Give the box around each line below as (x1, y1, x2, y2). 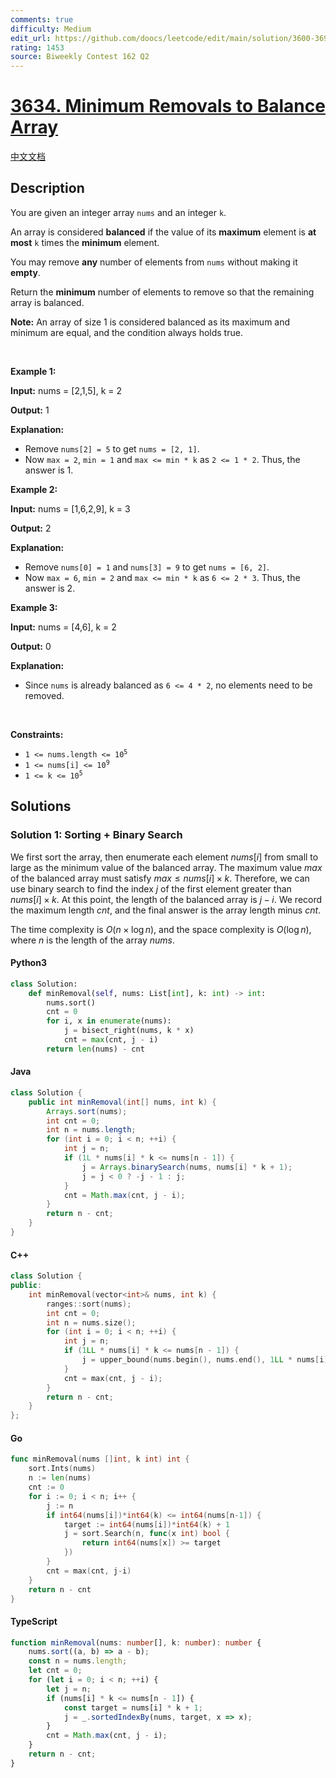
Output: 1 (10, 404, 50, 416)
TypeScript (10, 1615, 58, 1627)
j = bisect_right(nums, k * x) (63, 1026, 195, 1036)
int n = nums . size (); (46, 1317, 137, 1328)
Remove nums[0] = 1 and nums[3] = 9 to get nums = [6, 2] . (24, 561, 270, 573)
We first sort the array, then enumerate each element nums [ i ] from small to (10, 851, 319, 863)
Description (10, 180, 85, 197)
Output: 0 (10, 640, 52, 652)
